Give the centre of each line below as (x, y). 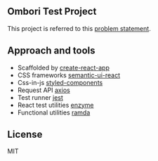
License (25, 135)
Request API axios (44, 90)
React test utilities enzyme (55, 105)
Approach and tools (52, 51)
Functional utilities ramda (54, 112)
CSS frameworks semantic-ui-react (69, 75)
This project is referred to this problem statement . (79, 28)
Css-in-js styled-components (60, 82)
